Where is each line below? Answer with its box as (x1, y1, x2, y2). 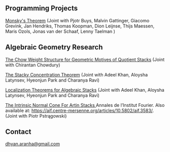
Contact (5, 128, 31, 136)
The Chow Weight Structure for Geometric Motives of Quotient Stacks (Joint (5, 56, 165, 62)
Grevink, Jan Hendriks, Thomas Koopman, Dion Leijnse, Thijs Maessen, (5, 23, 155, 29)
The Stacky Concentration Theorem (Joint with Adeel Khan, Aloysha (5, 71, 148, 78)
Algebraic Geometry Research (5, 43, 103, 52)
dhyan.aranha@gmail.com (5, 141, 60, 147)
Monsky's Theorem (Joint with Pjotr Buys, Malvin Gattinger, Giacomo (5, 17, 150, 23)
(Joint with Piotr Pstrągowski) (5, 112, 67, 119)
